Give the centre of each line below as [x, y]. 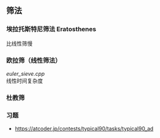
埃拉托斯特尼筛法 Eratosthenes [51, 29]
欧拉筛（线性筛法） [34, 60]
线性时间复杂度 [24, 81]
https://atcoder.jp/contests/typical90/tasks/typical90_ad [84, 129]
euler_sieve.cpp [25, 73]
